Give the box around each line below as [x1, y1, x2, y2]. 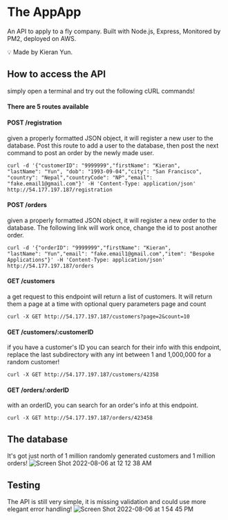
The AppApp [7, 4, 82, 20]
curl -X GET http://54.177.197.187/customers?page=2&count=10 [7, 313, 190, 320]
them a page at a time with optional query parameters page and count [7, 299, 207, 308]
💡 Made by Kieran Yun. [7, 48, 73, 56]
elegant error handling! [7, 505, 73, 513]
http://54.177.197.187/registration [7, 186, 113, 193]
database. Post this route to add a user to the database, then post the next [7, 141, 219, 150]
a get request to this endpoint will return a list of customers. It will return [7, 292, 213, 301]
